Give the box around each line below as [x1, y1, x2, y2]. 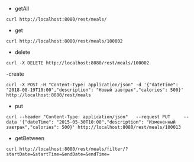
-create [6, 70, 25, 77]
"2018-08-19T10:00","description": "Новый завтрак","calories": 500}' [6, 87, 184, 93]
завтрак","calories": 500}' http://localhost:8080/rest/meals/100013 [6, 124, 182, 130]
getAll [14, 5, 30, 12]
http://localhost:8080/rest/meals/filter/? [19, 146, 128, 152]
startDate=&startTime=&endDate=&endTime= [6, 151, 110, 157]
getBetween [14, 135, 45, 141]
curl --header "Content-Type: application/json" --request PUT [6, 114, 170, 120]
